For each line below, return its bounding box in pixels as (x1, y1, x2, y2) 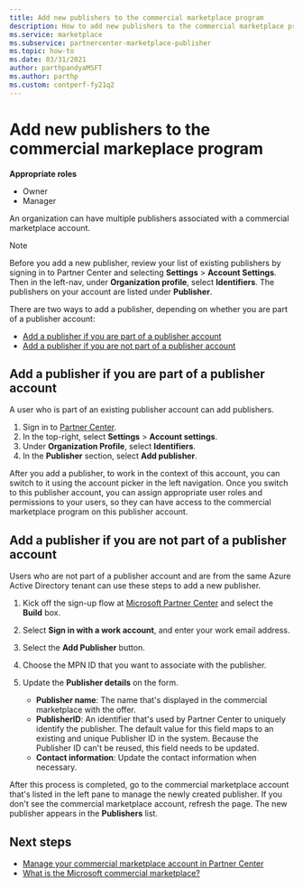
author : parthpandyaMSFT (9, 64, 103, 73)
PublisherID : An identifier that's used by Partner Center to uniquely (35, 714, 287, 725)
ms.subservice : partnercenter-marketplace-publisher (9, 38, 212, 48)
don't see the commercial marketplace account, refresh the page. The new (9, 799, 288, 809)
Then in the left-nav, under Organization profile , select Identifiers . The (9, 276, 275, 287)
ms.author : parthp (9, 72, 78, 81)
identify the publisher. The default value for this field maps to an (35, 724, 274, 735)
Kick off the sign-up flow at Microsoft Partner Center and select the (22, 597, 273, 609)
